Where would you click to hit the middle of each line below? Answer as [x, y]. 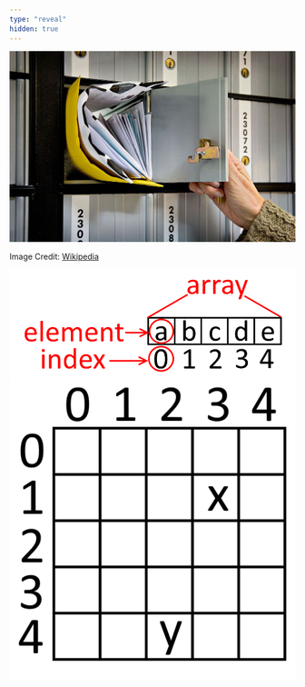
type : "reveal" [38, 19]
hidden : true [34, 29]
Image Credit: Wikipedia [54, 256]
